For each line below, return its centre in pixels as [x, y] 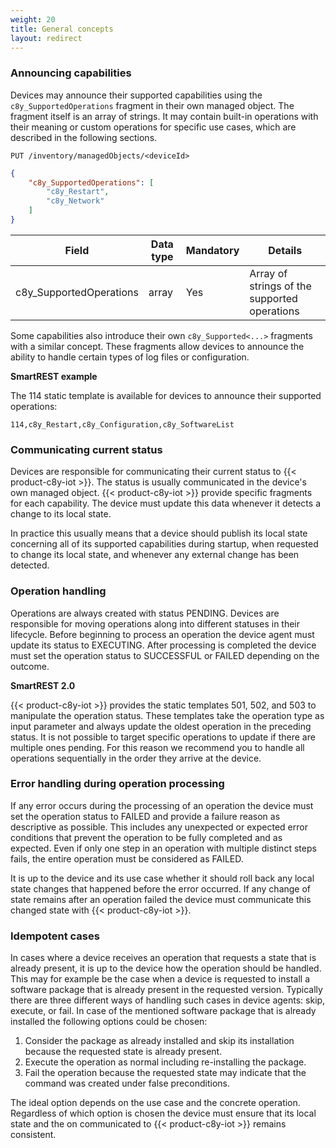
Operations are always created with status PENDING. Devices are [145, 613]
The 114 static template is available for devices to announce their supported [166, 395]
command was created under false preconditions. [127, 1083]
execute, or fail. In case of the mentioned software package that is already [163, 1011]
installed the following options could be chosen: [109, 1022]
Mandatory [212, 250]
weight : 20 [33, 19]
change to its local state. [61, 514]
